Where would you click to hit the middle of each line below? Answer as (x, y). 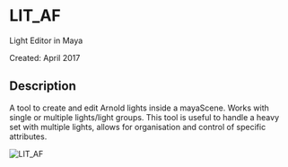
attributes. (28, 136)
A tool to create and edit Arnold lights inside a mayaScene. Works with (139, 108)
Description (43, 86)
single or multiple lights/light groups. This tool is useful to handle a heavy (144, 117)
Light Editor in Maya (46, 40)
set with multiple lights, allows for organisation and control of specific (138, 127)
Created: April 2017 (45, 57)
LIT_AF (35, 16)
